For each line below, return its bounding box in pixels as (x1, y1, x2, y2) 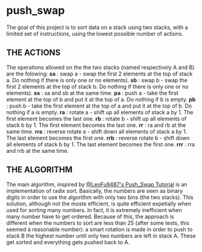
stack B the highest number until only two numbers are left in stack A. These (6, 232, 196, 239)
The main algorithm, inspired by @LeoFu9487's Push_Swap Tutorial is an (6, 181, 188, 188)
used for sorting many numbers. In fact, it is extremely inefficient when (6, 206, 182, 213)
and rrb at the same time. (6, 147, 69, 154)
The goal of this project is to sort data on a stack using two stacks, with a (6, 24, 188, 31)
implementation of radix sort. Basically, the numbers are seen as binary (6, 187, 183, 194)
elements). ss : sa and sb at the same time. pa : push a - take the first (6, 89, 179, 97)
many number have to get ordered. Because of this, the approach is (6, 213, 174, 220)
